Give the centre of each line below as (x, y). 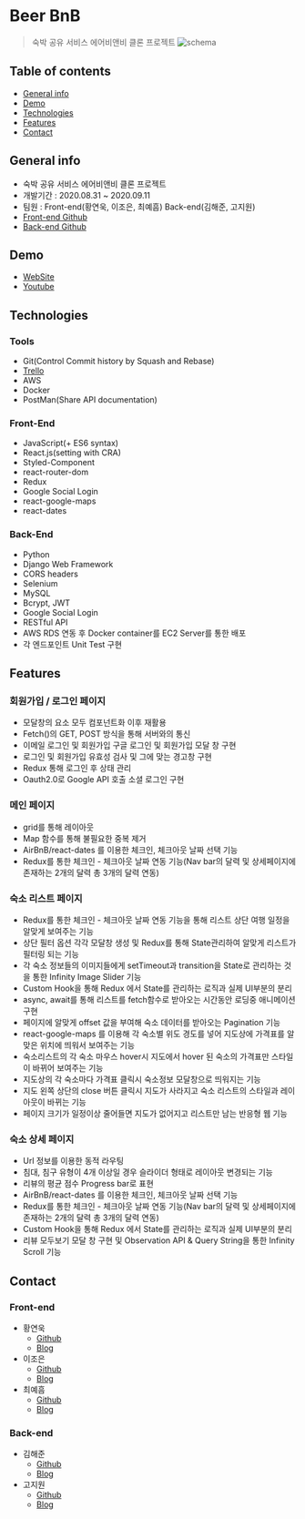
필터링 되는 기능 (51, 953)
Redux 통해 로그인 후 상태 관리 (77, 768)
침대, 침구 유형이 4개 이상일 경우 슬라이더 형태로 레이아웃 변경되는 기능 (147, 1172)
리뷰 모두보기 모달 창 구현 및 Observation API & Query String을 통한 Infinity (158, 1240)
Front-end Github (55, 217)
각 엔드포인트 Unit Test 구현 (72, 644)
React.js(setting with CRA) (71, 453)
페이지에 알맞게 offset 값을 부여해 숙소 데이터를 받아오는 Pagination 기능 (151, 1022)
